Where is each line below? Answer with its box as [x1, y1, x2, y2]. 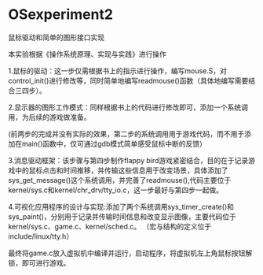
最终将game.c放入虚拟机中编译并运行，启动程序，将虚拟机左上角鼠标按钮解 [8, 248, 253, 258]
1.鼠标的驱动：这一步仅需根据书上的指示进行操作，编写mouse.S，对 [8, 65, 228, 76]
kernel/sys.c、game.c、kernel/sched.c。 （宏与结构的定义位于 [8, 221, 212, 231]
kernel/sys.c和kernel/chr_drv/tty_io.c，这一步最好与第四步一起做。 [8, 185, 224, 195]
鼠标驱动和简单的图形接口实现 [8, 32, 104, 42]
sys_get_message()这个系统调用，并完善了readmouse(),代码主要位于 [8, 175, 232, 184]
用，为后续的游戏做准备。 [8, 112, 91, 121]
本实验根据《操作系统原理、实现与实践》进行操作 [8, 49, 166, 58]
